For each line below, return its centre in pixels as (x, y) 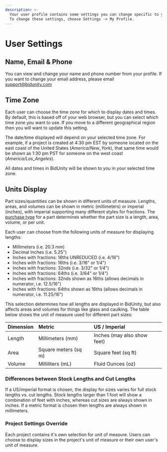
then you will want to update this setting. (47, 128)
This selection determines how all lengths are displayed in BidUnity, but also (83, 304)
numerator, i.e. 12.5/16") (37, 284)
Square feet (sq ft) (115, 353)
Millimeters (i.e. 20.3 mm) (39, 247)
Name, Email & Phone (39, 62)
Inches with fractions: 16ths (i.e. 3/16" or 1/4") (59, 263)
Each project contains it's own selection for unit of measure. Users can (78, 434)
